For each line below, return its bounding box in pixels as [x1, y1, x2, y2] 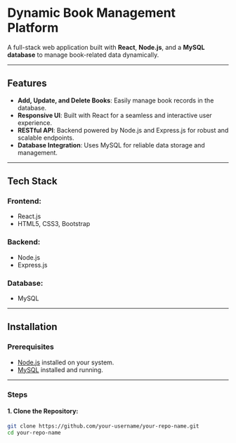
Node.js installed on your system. [17, 358, 114, 366]
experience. [17, 118, 53, 127]
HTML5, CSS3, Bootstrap [17, 220, 91, 228]
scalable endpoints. [17, 133, 74, 142]
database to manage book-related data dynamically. [7, 51, 159, 59]
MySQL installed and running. [17, 365, 103, 373]
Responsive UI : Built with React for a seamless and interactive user [17, 111, 212, 119]
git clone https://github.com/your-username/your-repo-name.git [7, 423, 199, 430]
